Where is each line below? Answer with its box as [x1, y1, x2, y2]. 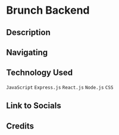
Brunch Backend [6, 4, 90, 17]
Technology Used [6, 68, 73, 78]
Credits [6, 121, 35, 131]
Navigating [6, 47, 48, 57]
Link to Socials [6, 101, 61, 111]
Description [6, 27, 51, 37]
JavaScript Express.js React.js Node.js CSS [6, 84, 114, 90]
